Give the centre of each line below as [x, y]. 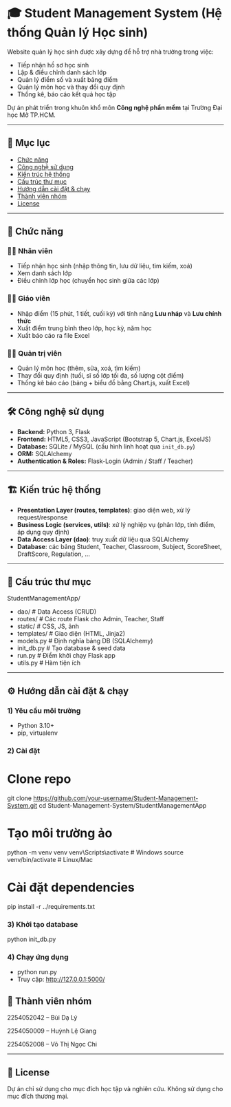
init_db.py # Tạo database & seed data [71, 648]
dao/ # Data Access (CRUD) [57, 612]
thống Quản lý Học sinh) [78, 33]
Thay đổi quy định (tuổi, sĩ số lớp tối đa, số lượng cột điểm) [100, 376]
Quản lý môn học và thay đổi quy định [71, 87]
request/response [42, 517]
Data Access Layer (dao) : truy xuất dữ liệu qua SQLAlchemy [103, 539]
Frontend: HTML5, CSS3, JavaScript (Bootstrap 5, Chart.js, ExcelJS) [114, 439]
